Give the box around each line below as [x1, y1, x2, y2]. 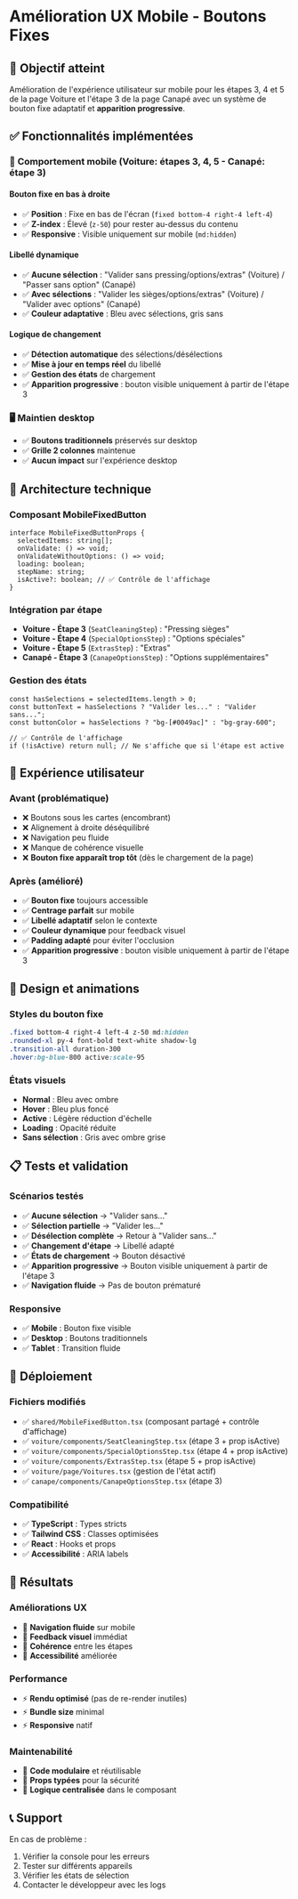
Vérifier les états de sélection [21, 1871, 130, 1881]
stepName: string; [17, 567, 86, 576]
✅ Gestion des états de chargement [21, 368, 156, 379]
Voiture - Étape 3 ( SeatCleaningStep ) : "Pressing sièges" [21, 624, 230, 634]
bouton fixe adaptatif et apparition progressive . [9, 103, 185, 113]
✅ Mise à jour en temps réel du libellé [21, 359, 162, 369]
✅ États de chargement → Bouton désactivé [21, 1250, 186, 1261]
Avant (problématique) [9, 792, 109, 804]
